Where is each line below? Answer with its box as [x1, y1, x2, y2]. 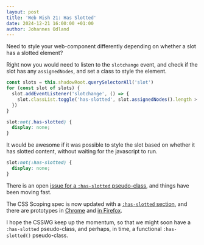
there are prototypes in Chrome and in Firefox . [6, 207, 123, 214]
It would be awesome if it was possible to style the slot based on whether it [6, 141, 195, 148]
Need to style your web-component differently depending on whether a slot [6, 43, 197, 50]
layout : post [6, 9, 40, 15]
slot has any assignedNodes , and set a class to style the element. [6, 68, 167, 75]
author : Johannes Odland [6, 26, 69, 32]
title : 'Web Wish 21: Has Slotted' [6, 15, 97, 21]
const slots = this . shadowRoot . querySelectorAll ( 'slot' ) [6, 79, 154, 86]
